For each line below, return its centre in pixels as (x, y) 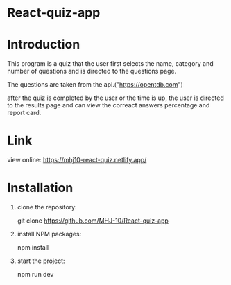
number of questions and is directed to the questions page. (92, 71)
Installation (40, 188)
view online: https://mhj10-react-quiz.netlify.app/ (77, 160)
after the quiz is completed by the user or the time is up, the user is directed (115, 98)
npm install (33, 247)
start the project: (41, 261)
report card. (24, 113)
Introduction (44, 45)
